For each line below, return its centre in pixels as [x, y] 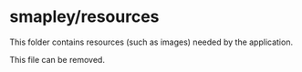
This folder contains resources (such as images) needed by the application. [151, 42]
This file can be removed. [57, 59]
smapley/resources [84, 17]
